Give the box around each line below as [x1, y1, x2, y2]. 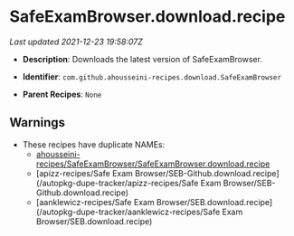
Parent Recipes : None [22, 89, 102, 99]
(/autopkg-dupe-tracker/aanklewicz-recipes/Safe [35, 206, 221, 217]
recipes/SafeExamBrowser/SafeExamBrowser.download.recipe [35, 158, 270, 169]
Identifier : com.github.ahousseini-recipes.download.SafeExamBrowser [22, 71, 282, 82]
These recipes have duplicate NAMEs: [22, 138, 166, 150]
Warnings [9, 115, 66, 130]
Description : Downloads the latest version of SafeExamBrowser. [22, 53, 262, 64]
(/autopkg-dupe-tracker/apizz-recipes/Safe [35, 177, 199, 188]
